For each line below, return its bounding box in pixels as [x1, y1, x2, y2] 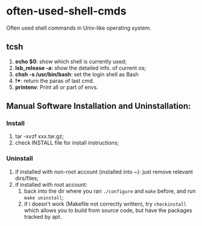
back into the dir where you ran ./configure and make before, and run [24, 187, 196, 195]
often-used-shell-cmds [6, 4, 127, 18]
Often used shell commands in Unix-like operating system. [6, 24, 152, 31]
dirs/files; [14, 174, 39, 182]
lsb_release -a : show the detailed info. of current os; [14, 64, 147, 71]
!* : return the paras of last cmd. [14, 77, 95, 84]
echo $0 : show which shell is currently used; [14, 57, 127, 65]
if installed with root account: [14, 181, 87, 188]
